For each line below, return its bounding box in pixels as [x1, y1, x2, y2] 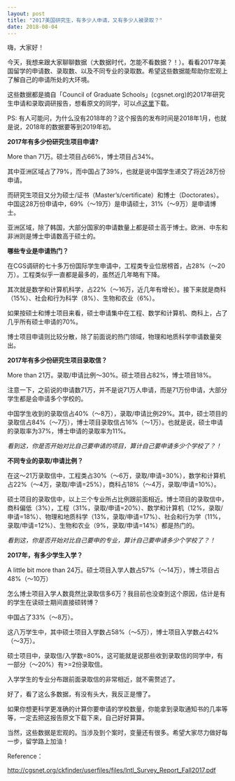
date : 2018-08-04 [7, 23, 58, 30]
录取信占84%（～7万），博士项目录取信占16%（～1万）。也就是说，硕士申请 [7, 418, 224, 427]
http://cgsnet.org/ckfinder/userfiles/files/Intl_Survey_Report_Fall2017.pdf [7, 766, 217, 775]
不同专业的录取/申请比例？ [7, 457, 84, 465]
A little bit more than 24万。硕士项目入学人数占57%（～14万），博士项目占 [7, 566, 220, 574]
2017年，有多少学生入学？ [7, 551, 83, 559]
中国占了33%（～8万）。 [7, 613, 77, 622]
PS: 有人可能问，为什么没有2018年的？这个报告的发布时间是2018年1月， [7, 114, 215, 122]
